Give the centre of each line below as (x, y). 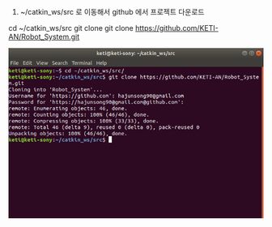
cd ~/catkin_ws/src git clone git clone (71, 28)
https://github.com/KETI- (176, 28)
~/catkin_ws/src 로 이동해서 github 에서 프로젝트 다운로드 (112, 12)
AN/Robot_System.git (44, 36)
